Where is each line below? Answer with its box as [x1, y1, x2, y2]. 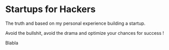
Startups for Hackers [5, 4, 96, 15]
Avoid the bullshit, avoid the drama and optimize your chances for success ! [5, 30, 164, 36]
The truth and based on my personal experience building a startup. [5, 20, 146, 26]
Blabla [5, 39, 19, 46]
